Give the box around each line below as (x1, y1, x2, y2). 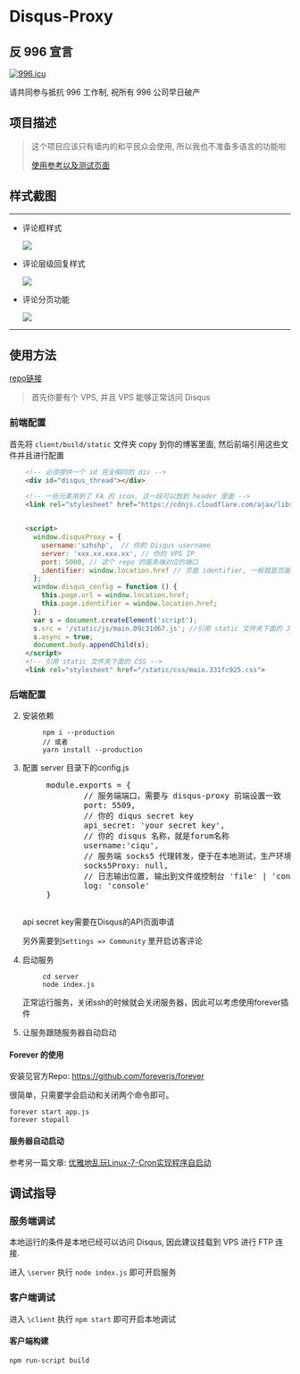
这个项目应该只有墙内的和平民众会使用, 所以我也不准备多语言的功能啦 (30, 140, 287, 151)
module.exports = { (46, 780, 131, 790)
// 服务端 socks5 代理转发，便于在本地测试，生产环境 (83, 851, 293, 862)
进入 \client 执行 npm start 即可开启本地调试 (9, 1313, 177, 1324)
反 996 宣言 (9, 44, 73, 59)
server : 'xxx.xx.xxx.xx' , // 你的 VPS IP (41, 549, 195, 558)
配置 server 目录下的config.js (21, 763, 129, 773)
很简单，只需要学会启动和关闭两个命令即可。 (9, 1090, 174, 1100)
